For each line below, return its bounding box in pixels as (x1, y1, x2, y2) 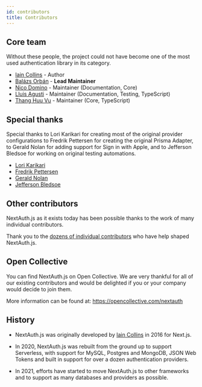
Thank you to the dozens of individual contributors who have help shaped (6, 233, 189, 240)
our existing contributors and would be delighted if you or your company (6, 279, 186, 286)
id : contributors (6, 8, 50, 15)
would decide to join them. (6, 285, 72, 293)
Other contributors (6, 198, 78, 209)
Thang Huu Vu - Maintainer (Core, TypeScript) (14, 97, 131, 104)
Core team (6, 37, 46, 47)
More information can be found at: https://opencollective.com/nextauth (6, 297, 183, 305)
